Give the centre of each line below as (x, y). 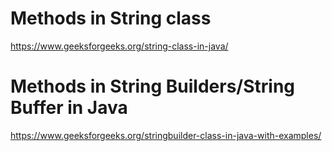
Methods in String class (111, 18)
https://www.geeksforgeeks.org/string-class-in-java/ (119, 46)
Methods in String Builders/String (152, 86)
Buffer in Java (69, 108)
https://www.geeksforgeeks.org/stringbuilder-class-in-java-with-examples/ (166, 135)
